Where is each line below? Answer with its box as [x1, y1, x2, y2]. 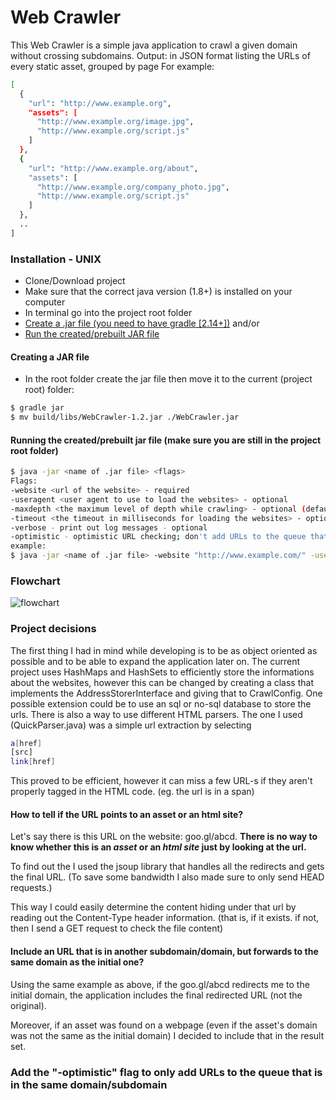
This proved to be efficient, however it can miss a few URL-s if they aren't [10, 775, 313, 787]
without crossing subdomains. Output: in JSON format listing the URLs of [10, 49, 311, 61]
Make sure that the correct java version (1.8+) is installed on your [24, 286, 293, 298]
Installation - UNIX [10, 252, 102, 266]
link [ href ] [10, 757, 56, 767]
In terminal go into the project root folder [24, 307, 193, 319]
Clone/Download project [24, 275, 126, 287]
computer [24, 296, 66, 308]
